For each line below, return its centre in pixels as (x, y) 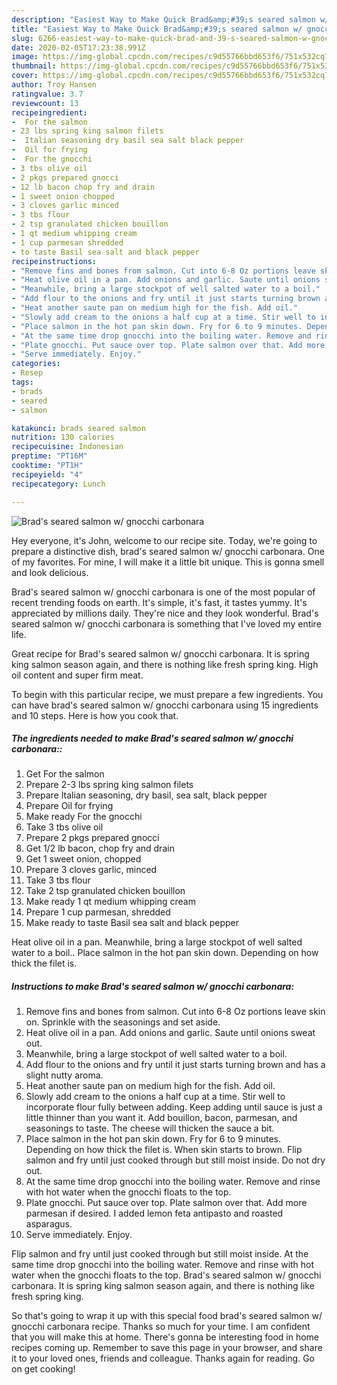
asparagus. (49, 1224)
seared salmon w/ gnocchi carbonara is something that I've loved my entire (166, 623)
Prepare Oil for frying (69, 806)
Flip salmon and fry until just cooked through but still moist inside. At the (160, 1254)
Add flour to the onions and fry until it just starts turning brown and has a (175, 1065)
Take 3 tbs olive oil (64, 827)
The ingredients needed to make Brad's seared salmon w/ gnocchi (152, 738)
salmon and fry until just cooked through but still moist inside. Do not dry (175, 1160)
